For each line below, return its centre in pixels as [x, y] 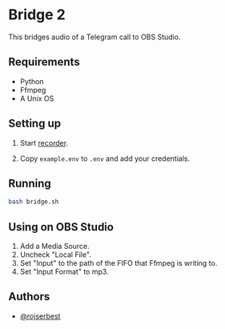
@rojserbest [40, 316]
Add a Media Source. [54, 247]
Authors [29, 297]
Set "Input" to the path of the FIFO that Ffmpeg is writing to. [119, 263]
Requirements [44, 62]
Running [30, 183]
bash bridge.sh [34, 202]
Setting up [35, 124]
